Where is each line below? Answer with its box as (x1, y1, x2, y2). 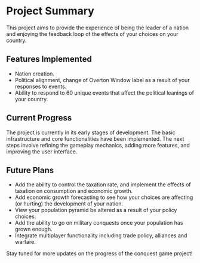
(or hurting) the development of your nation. (14, 200, 124, 207)
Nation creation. (14, 70, 55, 77)
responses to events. (14, 83, 67, 90)
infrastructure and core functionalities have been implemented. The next (6, 135, 184, 142)
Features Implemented (6, 54, 93, 64)
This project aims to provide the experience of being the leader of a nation (6, 24, 189, 31)
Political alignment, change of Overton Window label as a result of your (14, 76, 190, 83)
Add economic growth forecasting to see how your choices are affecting (14, 194, 193, 201)
